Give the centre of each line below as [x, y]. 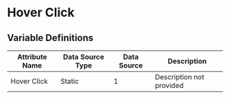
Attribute [32, 57]
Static [70, 81]
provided [169, 85]
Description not [180, 77]
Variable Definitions [50, 38]
